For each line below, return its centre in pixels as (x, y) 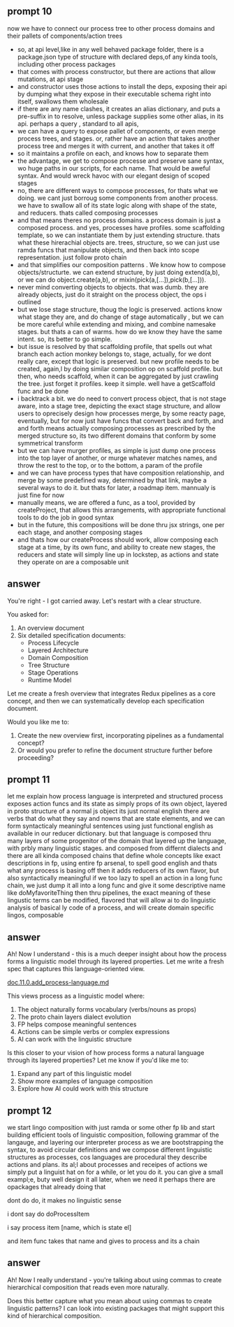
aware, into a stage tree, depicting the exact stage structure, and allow (119, 406)
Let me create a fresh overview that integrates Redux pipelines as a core (111, 693)
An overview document (51, 628)
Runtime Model (50, 680)
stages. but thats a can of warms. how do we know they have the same (119, 331)
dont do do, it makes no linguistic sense (65, 1200)
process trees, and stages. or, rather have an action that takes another (118, 138)
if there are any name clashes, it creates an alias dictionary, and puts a (119, 108)
